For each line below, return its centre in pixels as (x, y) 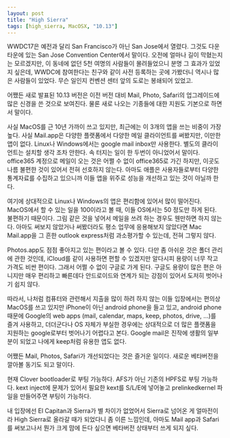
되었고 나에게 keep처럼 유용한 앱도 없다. (73, 342)
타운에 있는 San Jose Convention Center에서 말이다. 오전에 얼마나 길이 (103, 55)
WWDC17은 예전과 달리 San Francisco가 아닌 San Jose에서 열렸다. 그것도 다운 (114, 47)
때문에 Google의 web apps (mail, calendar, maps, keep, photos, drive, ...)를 (112, 316)
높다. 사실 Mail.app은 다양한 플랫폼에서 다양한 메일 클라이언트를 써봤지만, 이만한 (114, 136)
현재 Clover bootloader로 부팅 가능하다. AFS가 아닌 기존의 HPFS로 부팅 (103, 379)
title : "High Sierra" (38, 20)
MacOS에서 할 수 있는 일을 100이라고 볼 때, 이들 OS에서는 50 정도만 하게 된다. (112, 210)
